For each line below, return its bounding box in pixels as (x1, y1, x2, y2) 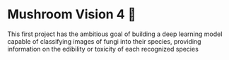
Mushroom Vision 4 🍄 (7, 6, 136, 23)
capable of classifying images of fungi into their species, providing (7, 37, 201, 45)
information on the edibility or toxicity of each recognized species (7, 44, 199, 53)
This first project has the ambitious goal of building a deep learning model (7, 30, 223, 38)
